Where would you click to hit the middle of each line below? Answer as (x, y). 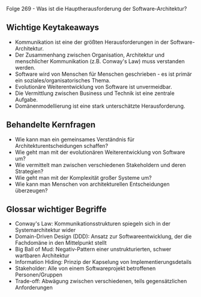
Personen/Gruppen (39, 275)
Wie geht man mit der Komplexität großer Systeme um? (83, 177)
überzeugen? (31, 190)
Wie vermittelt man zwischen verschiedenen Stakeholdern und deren (100, 165)
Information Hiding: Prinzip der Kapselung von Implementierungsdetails (103, 262)
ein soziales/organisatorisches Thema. (63, 80)
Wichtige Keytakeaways (53, 27)
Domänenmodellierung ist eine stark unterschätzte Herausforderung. (100, 106)
